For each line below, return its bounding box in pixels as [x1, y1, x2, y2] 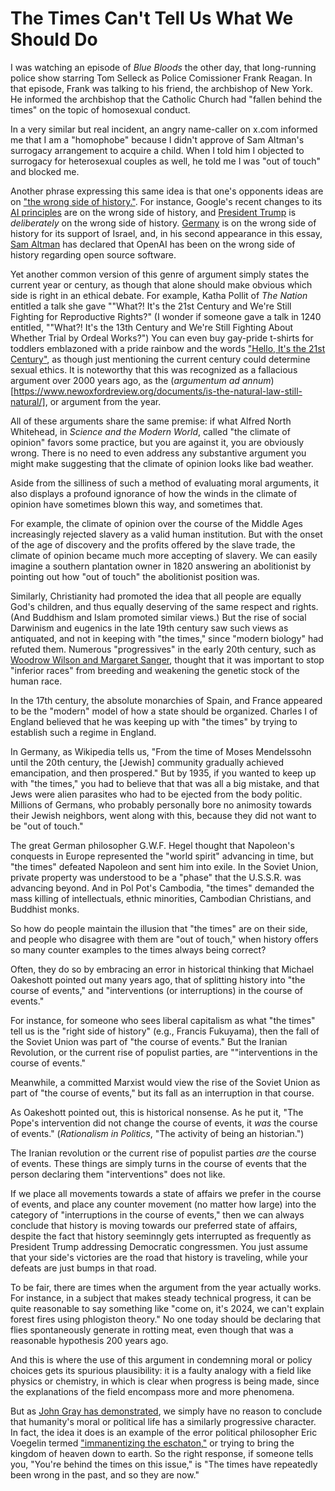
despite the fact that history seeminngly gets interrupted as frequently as [10, 1230, 312, 1242]
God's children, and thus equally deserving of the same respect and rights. [10, 600, 319, 612]
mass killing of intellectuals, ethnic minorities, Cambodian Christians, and [10, 892, 312, 904]
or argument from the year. [49, 395, 162, 407]
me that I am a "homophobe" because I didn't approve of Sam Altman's [10, 133, 305, 146]
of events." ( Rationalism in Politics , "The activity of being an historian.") [10, 1127, 305, 1139]
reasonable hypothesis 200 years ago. [10, 1334, 169, 1346]
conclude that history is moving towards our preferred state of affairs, [10, 1219, 298, 1231]
